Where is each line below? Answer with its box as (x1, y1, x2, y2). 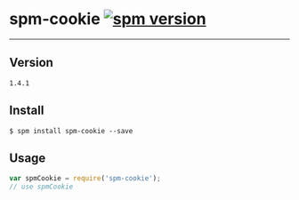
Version (9, 55, 53, 70)
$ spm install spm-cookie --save (9, 126, 133, 135)
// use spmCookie (9, 182, 74, 191)
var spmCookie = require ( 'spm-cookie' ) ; (9, 174, 162, 183)
